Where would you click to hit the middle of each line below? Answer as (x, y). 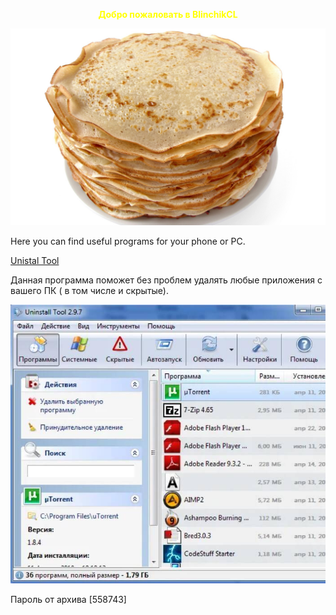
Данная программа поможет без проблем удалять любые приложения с (166, 280)
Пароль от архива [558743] (68, 600)
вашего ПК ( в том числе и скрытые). (89, 290)
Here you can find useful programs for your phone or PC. (128, 241)
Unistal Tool (35, 260)
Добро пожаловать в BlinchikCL (168, 14)
